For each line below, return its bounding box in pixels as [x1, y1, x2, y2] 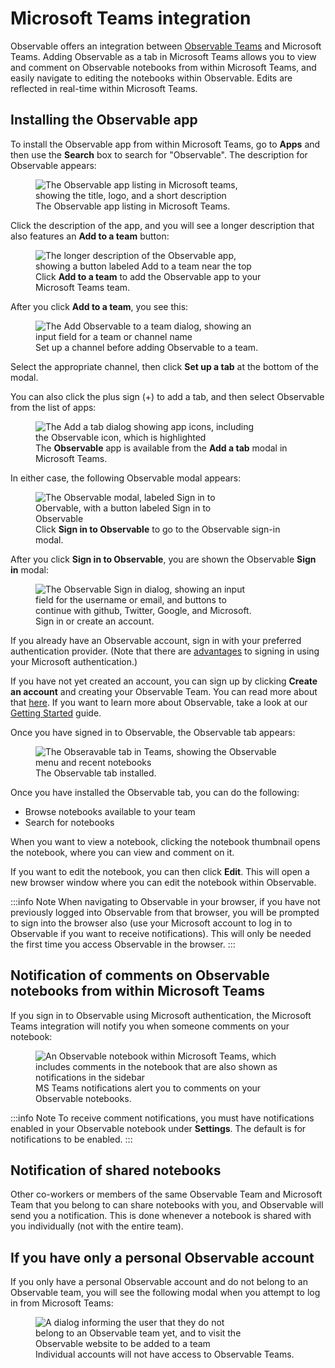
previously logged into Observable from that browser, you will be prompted [10, 906, 320, 918]
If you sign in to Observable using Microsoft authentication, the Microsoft [10, 1009, 312, 1021]
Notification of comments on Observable [10, 967, 270, 984]
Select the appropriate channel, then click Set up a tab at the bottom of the [10, 360, 320, 372]
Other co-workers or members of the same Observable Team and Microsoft [10, 1188, 323, 1201]
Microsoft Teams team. [35, 281, 131, 293]
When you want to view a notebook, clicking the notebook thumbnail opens [10, 835, 321, 847]
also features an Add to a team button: [10, 230, 170, 242]
